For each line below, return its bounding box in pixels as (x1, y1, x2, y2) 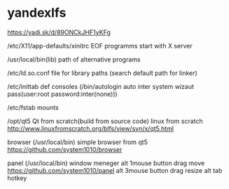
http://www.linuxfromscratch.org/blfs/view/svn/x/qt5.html (7, 124, 174, 132)
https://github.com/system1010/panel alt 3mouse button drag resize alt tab (7, 166, 223, 174)
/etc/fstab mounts (7, 103, 60, 111)
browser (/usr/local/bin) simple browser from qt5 (7, 138, 148, 146)
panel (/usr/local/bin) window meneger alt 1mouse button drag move (7, 159, 205, 167)
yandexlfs (7, 5, 67, 21)
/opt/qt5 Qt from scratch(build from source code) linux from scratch (7, 117, 203, 125)
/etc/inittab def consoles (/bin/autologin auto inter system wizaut (7, 82, 195, 90)
